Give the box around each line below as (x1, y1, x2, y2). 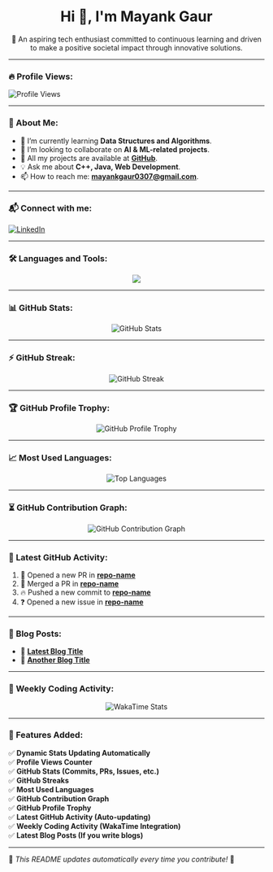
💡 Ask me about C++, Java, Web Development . (19, 162, 181, 172)
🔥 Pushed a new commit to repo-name (19, 587, 152, 597)
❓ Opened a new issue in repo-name (19, 597, 144, 607)
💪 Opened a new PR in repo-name (19, 569, 136, 580)
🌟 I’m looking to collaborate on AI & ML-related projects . (19, 144, 210, 154)
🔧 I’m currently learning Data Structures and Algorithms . (19, 136, 213, 146)
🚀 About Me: (8, 117, 58, 129)
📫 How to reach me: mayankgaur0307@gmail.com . (19, 171, 199, 181)
